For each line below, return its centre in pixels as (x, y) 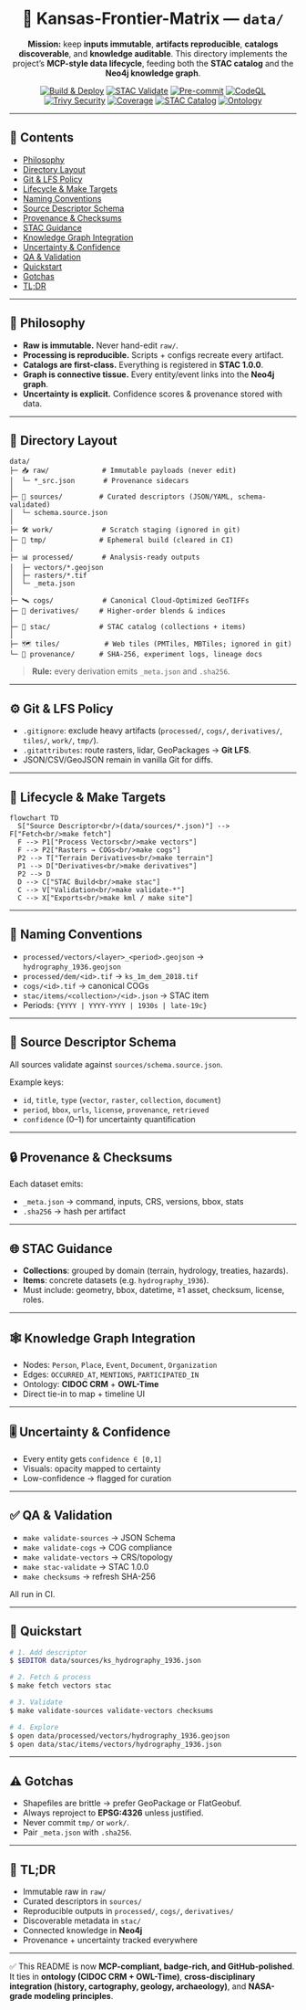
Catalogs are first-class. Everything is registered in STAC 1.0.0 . (143, 364)
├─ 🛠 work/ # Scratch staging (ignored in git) (125, 530)
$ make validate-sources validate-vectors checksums (112, 1710)
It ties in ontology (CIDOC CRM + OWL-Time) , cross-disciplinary (133, 1977)
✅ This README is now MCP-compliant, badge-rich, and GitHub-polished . (152, 1966)
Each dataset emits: (46, 1184)
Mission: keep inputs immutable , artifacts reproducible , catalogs (153, 44)
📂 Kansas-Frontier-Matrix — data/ (153, 19)
